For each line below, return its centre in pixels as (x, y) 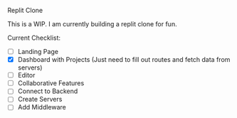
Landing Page (38, 52)
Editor (26, 75)
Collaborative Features (51, 83)
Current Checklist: (34, 38)
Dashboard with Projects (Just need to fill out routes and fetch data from (124, 60)
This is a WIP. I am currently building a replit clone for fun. (92, 24)
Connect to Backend (48, 91)
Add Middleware (42, 107)
